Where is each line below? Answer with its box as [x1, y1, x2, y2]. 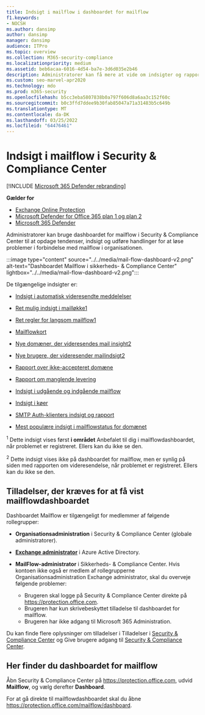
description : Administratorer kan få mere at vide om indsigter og [6, 72, 182, 78]
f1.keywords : [6, 15, 40, 21]
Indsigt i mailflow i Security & [6, 149, 157, 163]
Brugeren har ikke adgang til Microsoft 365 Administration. [24, 618, 172, 625]
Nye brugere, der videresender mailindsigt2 [15, 352, 125, 359]
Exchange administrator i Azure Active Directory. [15, 548, 140, 556]
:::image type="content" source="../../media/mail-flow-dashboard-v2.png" [6, 256, 194, 263]
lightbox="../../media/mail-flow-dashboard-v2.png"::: [6, 269, 139, 276]
